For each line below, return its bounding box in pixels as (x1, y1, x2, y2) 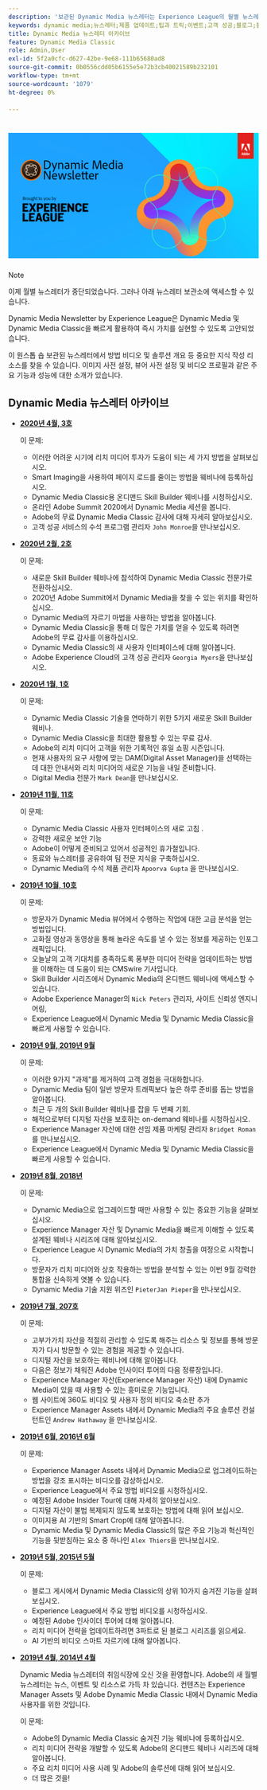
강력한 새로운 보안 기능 (31, 834, 103, 843)
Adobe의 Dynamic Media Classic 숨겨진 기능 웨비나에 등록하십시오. (31, 1733, 245, 1743)
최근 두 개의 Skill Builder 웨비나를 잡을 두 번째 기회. (31, 1104, 191, 1114)
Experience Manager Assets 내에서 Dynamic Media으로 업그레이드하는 (31, 1466, 258, 1475)
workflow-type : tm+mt (8, 72, 80, 80)
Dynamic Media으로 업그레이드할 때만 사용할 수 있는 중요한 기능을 (31, 1205, 238, 1214)
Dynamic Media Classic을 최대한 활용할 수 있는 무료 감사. (31, 733, 212, 743)
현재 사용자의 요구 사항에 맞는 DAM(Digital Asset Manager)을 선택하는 (31, 753, 253, 763)
